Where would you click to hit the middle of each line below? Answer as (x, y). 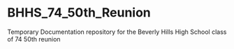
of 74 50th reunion (34, 39)
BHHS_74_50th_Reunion (79, 13)
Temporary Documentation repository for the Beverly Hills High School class (117, 32)
